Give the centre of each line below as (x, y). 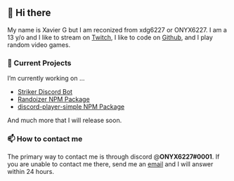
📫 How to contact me (45, 139)
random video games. (39, 45)
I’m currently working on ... (46, 79)
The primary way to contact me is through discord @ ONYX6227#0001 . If (113, 157)
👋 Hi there (29, 13)
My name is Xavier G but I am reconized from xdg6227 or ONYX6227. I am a (117, 29)
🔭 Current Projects (39, 62)
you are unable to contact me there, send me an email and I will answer (110, 164)
